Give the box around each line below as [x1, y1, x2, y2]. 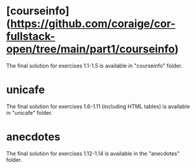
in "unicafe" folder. [6, 109, 53, 116]
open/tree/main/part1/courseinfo [6, 42, 175, 56]
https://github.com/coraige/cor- [10, 17, 176, 30]
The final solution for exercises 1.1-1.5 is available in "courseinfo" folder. [6, 62, 183, 69]
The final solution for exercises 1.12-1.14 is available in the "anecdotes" [6, 149, 180, 157]
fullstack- [6, 30, 56, 43]
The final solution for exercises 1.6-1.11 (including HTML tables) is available [6, 103, 190, 110]
